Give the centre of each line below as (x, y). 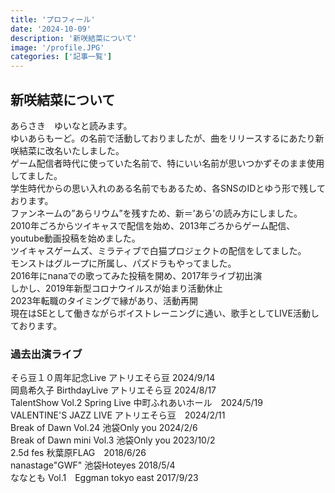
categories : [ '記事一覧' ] (61, 57)
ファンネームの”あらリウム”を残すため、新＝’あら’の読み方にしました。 (156, 213)
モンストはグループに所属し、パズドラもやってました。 (123, 263)
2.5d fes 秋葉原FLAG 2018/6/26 (78, 453)
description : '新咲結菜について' (74, 38)
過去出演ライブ (46, 354)
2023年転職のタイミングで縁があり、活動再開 (104, 300)
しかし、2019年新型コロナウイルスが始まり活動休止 (116, 288)
